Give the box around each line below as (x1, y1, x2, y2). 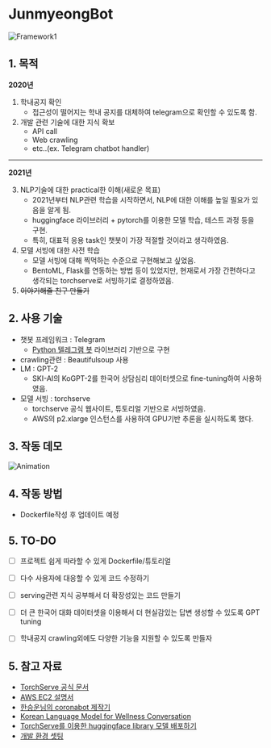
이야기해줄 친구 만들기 (19, 286, 90, 295)
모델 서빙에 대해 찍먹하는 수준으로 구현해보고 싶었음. (31, 255, 196, 265)
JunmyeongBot (8, 5, 114, 23)
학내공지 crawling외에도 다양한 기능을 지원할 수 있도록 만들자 (19, 633, 212, 643)
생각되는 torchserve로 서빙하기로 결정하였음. (31, 275, 174, 285)
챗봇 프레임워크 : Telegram (19, 334, 106, 344)
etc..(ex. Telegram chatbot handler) (31, 143, 150, 153)
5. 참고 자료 (8, 659, 63, 673)
